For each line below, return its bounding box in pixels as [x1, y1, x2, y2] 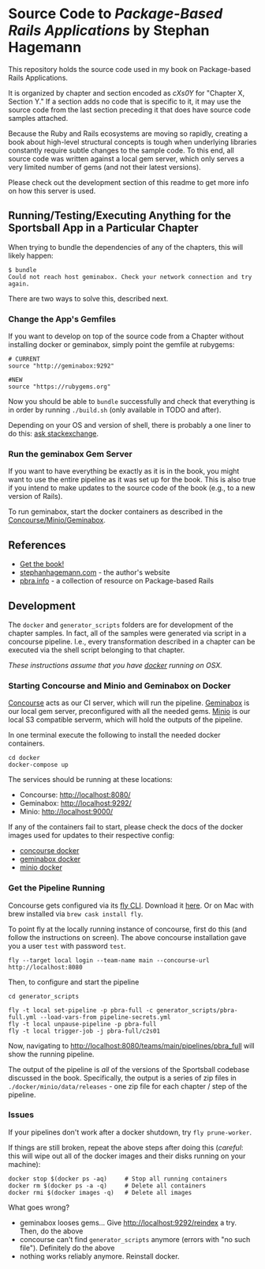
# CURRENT [8, 355, 41, 364]
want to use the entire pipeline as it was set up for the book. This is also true [8, 475, 256, 485]
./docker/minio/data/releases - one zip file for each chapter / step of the [8, 1081, 248, 1091]
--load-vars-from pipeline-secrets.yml [39, 1013, 171, 1021]
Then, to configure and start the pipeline [8, 977, 140, 987]
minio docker [19, 863, 63, 872]
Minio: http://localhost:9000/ [19, 807, 114, 817]
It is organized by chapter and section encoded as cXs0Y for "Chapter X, [8, 88, 245, 97]
